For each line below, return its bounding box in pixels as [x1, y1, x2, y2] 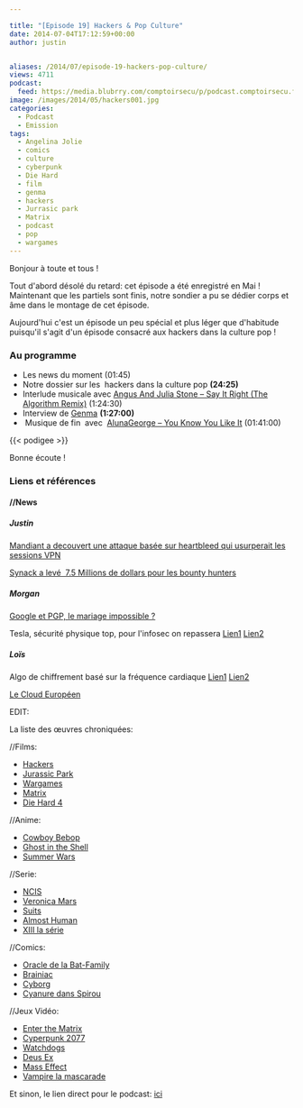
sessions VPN [9, 550, 61, 561]
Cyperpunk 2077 [22, 1033, 86, 1044]
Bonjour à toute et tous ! [9, 262, 99, 273]
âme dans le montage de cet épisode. [9, 299, 150, 310]
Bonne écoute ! [9, 452, 66, 462]
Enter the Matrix [22, 1023, 83, 1034]
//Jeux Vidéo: [9, 1006, 60, 1017]
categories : [9, 104, 54, 113]
